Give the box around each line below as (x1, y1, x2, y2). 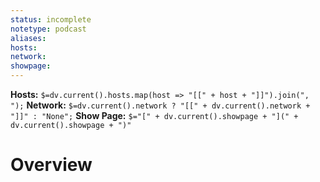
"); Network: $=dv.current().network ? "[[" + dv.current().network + (10, 99, 311, 111)
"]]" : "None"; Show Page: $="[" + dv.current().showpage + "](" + (10, 110, 299, 121)
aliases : (10, 33, 47, 43)
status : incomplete (10, 14, 92, 25)
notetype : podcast (10, 24, 87, 34)
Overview (10, 154, 93, 176)
